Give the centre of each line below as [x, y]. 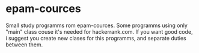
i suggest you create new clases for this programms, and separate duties [96, 38]
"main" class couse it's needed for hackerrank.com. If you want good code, [99, 31]
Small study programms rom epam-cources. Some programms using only [96, 25]
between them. [24, 45]
